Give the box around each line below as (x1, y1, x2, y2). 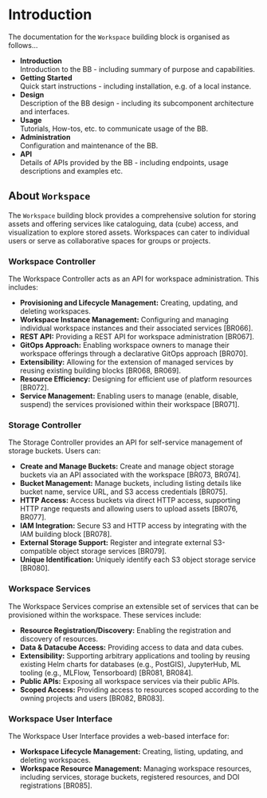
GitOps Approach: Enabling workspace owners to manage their (19, 341, 230, 350)
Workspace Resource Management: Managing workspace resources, (19, 764, 252, 773)
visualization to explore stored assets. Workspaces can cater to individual (8, 227, 249, 237)
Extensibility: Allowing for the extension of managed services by (19, 358, 234, 367)
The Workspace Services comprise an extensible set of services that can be (8, 601, 259, 611)
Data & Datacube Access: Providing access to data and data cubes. (19, 642, 245, 652)
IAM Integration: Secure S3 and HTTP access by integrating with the (19, 521, 247, 531)
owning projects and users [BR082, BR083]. (19, 693, 165, 703)
